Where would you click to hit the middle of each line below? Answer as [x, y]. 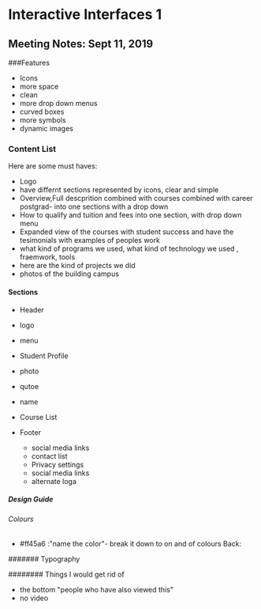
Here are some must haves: [53, 166]
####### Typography [44, 559]
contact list [50, 456]
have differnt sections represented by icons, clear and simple [119, 190]
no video [34, 598]
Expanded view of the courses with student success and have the [127, 232]
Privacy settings [58, 464]
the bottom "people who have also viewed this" [96, 590]
